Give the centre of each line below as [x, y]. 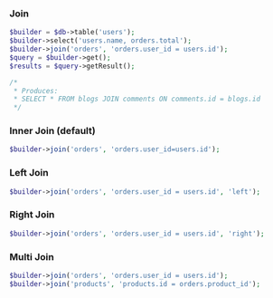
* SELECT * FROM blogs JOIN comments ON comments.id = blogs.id [136, 99]
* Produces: [36, 91]
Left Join [29, 173]
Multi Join [32, 256]
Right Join [32, 215]
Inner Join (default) [53, 131]
